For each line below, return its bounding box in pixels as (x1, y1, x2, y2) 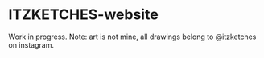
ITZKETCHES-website (8, 6, 159, 24)
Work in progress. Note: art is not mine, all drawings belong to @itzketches (8, 32, 257, 41)
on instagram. (8, 40, 55, 49)
